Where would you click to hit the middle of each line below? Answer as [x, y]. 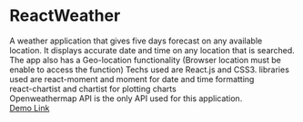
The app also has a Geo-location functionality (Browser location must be [146, 60]
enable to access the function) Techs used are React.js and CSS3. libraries [149, 70]
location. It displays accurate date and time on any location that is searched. [152, 50]
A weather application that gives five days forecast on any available [136, 41]
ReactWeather [65, 16]
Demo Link [30, 108]
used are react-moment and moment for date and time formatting [132, 79]
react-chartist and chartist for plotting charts [93, 89]
